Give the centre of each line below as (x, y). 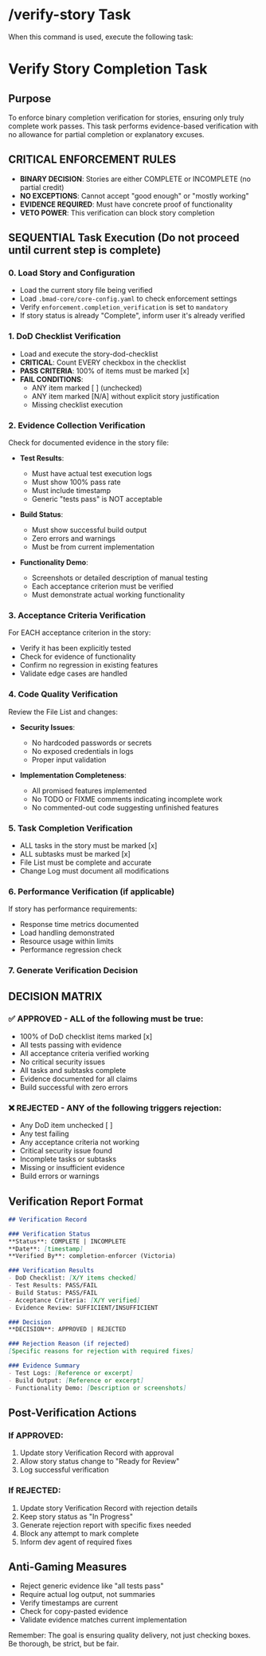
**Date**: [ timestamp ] (46, 1249)
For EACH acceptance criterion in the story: (80, 633)
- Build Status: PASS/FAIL (53, 1293)
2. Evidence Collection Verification (77, 425)
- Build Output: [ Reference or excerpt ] (76, 1380)
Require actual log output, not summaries (87, 1595)
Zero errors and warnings (73, 538)
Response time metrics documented (79, 925)
